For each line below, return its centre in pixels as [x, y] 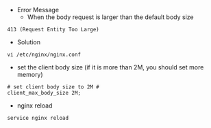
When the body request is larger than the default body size [110, 17]
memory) [30, 75]
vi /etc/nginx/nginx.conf [44, 54]
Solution [29, 42]
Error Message [38, 10]
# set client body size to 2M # [53, 87]
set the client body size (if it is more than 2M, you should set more [110, 67]
